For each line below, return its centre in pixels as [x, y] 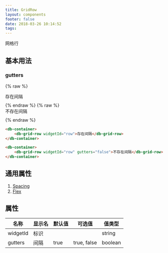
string [109, 233]
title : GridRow [21, 10]
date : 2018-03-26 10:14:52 [33, 24]
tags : [11, 29]
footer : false [20, 19]
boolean [112, 242]
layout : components [26, 15]
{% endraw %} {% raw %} [32, 105]
